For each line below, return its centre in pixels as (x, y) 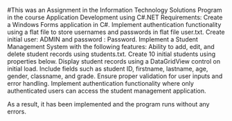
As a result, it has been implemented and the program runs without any (108, 104)
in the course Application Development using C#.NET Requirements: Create (115, 17)
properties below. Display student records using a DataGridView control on (114, 61)
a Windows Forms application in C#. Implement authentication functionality (114, 25)
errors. (17, 111)
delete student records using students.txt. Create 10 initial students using (111, 54)
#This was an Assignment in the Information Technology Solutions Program (115, 10)
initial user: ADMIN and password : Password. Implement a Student (103, 39)
